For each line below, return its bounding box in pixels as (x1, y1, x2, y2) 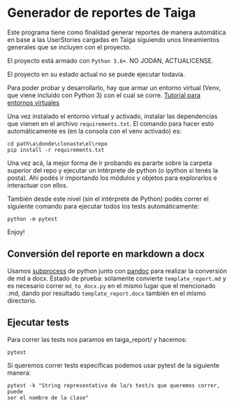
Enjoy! (7, 227, 26, 236)
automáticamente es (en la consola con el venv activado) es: (7, 127, 182, 135)
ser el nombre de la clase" (7, 394, 89, 401)
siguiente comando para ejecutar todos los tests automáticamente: (7, 201, 200, 210)
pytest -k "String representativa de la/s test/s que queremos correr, (7, 382, 220, 389)
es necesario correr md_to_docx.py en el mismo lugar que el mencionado (7, 281, 216, 290)
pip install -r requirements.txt (7, 146, 105, 153)
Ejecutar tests (7, 317, 69, 329)
